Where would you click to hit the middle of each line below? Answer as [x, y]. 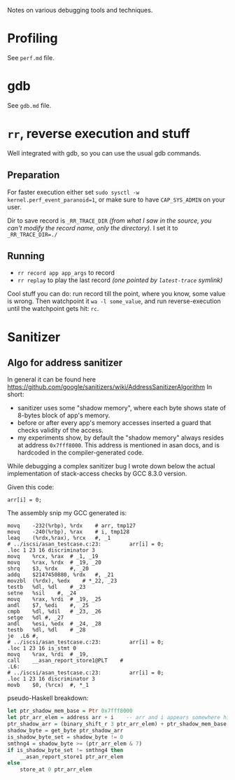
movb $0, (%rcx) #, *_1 [48, 685]
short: [16, 394]
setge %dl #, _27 [36, 618]
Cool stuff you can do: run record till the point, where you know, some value [116, 294]
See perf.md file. [31, 57]
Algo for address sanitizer [65, 363]
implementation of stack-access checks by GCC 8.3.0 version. [97, 474]
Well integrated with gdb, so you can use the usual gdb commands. [104, 153]
